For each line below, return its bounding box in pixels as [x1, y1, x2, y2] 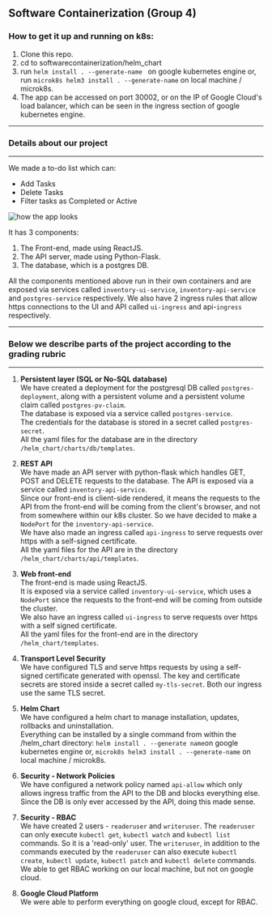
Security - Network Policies [19, 771, 116, 781]
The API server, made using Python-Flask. [19, 251, 161, 262]
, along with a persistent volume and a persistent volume [56, 392, 245, 402]
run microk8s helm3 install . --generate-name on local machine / [19, 74, 242, 84]
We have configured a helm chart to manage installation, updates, [19, 713, 240, 722]
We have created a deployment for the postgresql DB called [19, 383, 220, 393]
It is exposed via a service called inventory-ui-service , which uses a [19, 586, 252, 596]
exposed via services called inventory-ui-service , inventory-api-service [8, 284, 257, 294]
